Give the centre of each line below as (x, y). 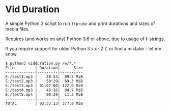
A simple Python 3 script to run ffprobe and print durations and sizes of (80, 23)
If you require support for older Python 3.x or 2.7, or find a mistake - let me (83, 48)
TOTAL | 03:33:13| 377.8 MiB (44, 103)
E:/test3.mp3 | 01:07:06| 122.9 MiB (44, 86)
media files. (17, 29)
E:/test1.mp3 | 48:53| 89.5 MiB (44, 77)
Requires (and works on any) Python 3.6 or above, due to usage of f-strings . (85, 39)
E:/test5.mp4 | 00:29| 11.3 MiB (44, 94)
